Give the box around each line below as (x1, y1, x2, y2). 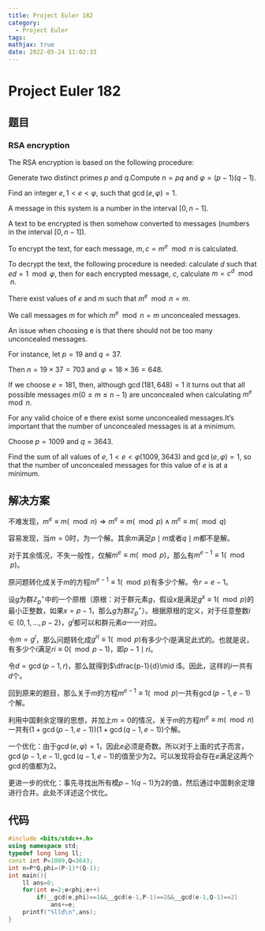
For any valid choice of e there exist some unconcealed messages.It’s (8, 413, 235, 423)
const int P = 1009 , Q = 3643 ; (8, 857, 93, 865)
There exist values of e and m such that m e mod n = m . (8, 293, 191, 303)
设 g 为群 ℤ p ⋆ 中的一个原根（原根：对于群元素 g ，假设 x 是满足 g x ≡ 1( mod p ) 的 (8, 593, 255, 606)
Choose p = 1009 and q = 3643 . (8, 437, 114, 447)
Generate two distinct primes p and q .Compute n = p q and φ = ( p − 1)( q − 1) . (8, 173, 256, 182)
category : (8, 19, 41, 27)
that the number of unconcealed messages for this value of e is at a (8, 461, 228, 470)
